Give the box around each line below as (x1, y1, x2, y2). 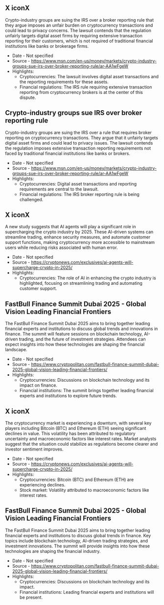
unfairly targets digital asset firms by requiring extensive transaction (5, 32, 143, 38)
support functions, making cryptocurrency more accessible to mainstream (5, 240, 155, 245)
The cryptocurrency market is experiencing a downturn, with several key (5, 420, 152, 426)
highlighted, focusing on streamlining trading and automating (19, 280, 143, 286)
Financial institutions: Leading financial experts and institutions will (19, 589, 154, 595)
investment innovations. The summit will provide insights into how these (5, 543, 150, 549)
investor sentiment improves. (5, 446, 64, 452)
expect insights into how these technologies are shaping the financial (5, 341, 145, 347)
